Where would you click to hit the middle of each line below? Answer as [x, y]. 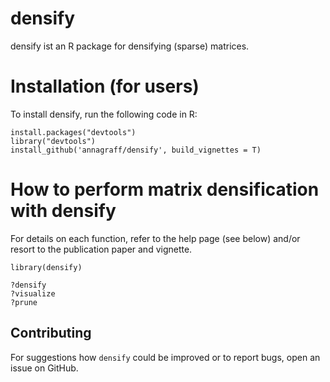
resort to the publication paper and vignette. [101, 249]
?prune [24, 302]
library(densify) [46, 267]
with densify [63, 211]
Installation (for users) [105, 86]
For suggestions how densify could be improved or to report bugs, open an [165, 357]
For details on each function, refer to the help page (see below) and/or [155, 238]
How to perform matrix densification [165, 189]
